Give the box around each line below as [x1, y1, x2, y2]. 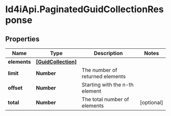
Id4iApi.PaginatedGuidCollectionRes [5, 4, 164, 15]
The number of [81, 67, 118, 73]
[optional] [139, 99, 163, 106]
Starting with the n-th [81, 81, 134, 88]
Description [94, 50, 123, 56]
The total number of [81, 96, 129, 103]
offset [8, 84, 23, 91]
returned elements [81, 73, 126, 80]
